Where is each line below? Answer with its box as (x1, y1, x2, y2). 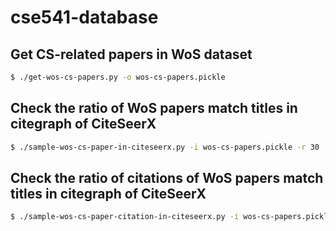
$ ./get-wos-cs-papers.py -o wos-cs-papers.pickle (10, 72, 226, 82)
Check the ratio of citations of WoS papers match (10, 169, 324, 186)
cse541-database (10, 6, 159, 29)
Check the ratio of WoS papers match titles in (10, 100, 298, 117)
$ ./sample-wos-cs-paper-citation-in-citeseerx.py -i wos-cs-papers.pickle (10, 212, 333, 222)
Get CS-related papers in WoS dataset (10, 46, 253, 63)
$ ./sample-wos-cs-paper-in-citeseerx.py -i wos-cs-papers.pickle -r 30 (10, 142, 320, 152)
